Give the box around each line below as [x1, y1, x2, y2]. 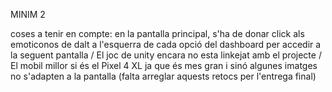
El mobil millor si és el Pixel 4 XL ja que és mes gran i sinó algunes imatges [10, 60, 318, 71]
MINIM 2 [10, 9, 46, 20]
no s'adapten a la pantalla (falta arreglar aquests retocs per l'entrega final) [10, 70, 317, 82]
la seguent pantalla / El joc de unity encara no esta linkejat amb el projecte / [10, 49, 322, 61]
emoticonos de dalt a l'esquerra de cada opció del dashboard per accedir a [10, 39, 322, 50]
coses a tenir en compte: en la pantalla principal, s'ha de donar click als [10, 28, 305, 39]
